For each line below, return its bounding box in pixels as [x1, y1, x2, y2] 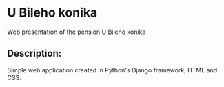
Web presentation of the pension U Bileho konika [7, 28, 146, 36]
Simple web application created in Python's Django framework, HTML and [7, 66, 218, 74]
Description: [7, 48, 62, 59]
